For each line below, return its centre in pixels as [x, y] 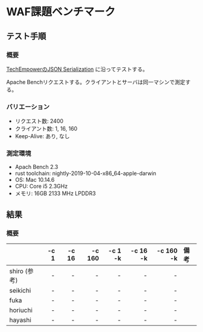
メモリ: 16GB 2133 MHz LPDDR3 [55, 193]
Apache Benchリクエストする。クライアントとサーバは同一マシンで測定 [96, 82]
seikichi [20, 291]
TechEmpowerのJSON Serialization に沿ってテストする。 [77, 69]
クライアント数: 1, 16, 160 [46, 129]
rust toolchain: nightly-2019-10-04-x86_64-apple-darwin [85, 173]
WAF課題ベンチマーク [61, 12]
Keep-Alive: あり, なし [42, 136]
